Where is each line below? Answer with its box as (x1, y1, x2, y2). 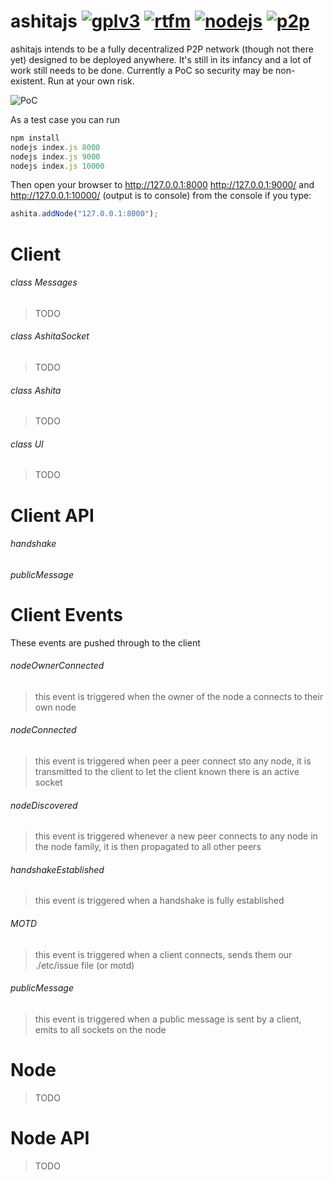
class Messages (10, 276, 78, 289)
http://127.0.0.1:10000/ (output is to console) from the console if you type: (10, 190, 312, 202)
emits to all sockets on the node (34, 1023, 167, 1035)
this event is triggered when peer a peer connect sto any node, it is (34, 755, 312, 767)
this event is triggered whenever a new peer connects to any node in (34, 830, 318, 842)
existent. (10, 75, 46, 87)
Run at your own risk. (47, 75, 135, 87)
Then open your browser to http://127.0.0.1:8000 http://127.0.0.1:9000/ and (10, 179, 315, 191)
